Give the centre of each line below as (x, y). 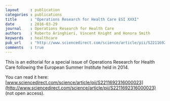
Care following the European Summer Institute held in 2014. (67, 67)
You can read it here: (27, 77)
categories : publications (34, 15)
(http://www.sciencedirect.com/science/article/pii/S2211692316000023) (81, 88)
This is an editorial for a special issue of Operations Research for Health (80, 62)
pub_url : (19, 43)
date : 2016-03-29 (31, 24)
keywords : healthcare (31, 38)
